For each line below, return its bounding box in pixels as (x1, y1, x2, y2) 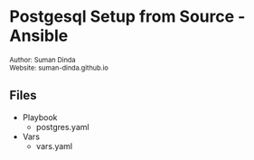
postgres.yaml (35, 121, 89, 132)
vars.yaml (35, 140, 73, 151)
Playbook (22, 111, 58, 123)
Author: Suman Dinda (9, 55, 76, 64)
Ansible (9, 25, 69, 46)
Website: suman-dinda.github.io (9, 63, 108, 72)
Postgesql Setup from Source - (9, 6, 246, 27)
